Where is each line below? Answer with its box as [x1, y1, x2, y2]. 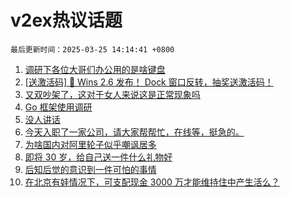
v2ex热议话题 [10, 9, 123, 32]
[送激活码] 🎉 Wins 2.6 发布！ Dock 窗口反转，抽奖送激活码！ [24, 76, 274, 88]
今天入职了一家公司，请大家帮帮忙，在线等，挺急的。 [24, 126, 245, 138]
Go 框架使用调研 [24, 101, 93, 113]
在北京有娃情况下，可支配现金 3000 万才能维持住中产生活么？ [24, 176, 280, 188]
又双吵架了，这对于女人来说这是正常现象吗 [24, 88, 201, 100]
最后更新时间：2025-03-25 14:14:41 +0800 [10, 44, 175, 55]
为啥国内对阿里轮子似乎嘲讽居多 [24, 138, 157, 150]
